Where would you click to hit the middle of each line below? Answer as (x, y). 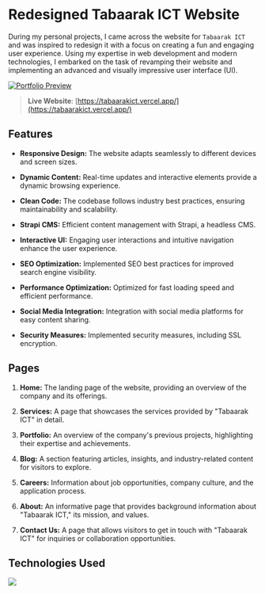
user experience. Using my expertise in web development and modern (123, 53)
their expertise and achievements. (75, 443)
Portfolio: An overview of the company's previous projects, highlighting (136, 435)
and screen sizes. (48, 162)
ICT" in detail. (42, 419)
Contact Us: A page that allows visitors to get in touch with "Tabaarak (133, 530)
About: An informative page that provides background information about (138, 506)
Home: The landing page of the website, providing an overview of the (133, 387)
